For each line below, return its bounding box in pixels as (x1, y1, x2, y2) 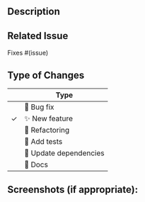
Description (7, 6, 60, 18)
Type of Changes (7, 69, 85, 81)
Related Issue (7, 30, 69, 42)
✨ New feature (24, 113, 73, 123)
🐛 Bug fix (24, 102, 54, 112)
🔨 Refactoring (24, 125, 70, 135)
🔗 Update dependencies (24, 148, 105, 158)
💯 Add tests (24, 137, 63, 147)
